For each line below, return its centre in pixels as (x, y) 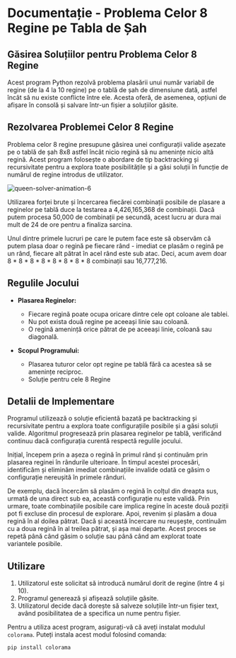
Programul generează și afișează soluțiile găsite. (88, 598)
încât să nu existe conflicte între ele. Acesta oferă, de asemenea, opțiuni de (117, 97)
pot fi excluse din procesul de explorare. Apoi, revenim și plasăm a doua (112, 514)
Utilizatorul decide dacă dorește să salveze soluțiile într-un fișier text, (118, 606)
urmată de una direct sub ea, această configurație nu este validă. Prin (108, 498)
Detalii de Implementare (61, 402)
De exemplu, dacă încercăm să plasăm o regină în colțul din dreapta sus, (113, 491)
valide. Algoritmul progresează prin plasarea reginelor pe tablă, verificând (114, 433)
